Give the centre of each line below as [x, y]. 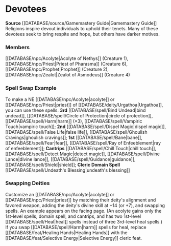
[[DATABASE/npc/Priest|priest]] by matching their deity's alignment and [81, 200]
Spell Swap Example [31, 88]
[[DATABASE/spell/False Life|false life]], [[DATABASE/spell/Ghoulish [76, 132]
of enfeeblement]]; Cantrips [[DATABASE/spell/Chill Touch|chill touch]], [81, 148]
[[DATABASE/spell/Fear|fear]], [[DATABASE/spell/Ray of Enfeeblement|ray [83, 143]
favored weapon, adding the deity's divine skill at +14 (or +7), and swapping [85, 205]
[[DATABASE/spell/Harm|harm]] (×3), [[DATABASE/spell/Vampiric [74, 121]
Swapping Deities [28, 183]
